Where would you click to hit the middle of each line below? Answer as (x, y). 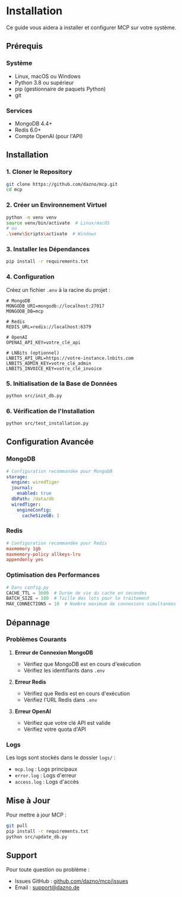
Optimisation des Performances (53, 575)
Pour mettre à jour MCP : (36, 815)
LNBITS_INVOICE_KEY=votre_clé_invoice (54, 368)
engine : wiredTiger (36, 482)
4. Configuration (30, 277)
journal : (22, 488)
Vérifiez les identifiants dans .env (64, 670)
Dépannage (28, 623)
